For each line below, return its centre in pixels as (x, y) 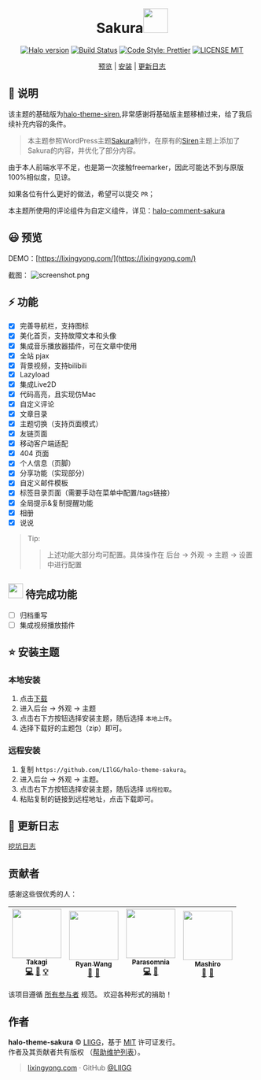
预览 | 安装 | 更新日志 (132, 66)
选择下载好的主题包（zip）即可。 (73, 728)
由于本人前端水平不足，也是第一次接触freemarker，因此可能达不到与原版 (126, 167)
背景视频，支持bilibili (53, 366)
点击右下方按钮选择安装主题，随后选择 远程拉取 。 (98, 789)
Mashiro (208, 964)
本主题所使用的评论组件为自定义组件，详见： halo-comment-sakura (117, 210)
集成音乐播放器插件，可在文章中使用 (78, 346)
